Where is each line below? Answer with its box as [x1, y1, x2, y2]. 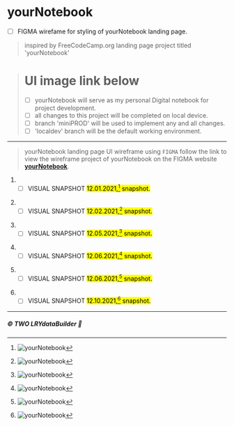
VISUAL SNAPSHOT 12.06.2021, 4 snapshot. [27, 251, 153, 260]
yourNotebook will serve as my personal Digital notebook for [34, 95, 209, 104]
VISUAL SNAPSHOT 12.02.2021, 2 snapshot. [27, 205, 153, 215]
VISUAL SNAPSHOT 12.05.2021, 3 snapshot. [27, 228, 153, 237]
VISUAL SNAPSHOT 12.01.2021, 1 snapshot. [27, 183, 150, 192]
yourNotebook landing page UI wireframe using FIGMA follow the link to [24, 148, 228, 156]
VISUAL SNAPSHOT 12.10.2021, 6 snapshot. [27, 295, 151, 305]
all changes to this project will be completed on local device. [34, 111, 208, 119]
